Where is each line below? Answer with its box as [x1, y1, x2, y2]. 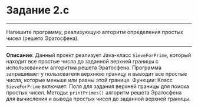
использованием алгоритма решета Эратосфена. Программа [6, 64, 162, 71]
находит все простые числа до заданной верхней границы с [6, 58, 159, 65]
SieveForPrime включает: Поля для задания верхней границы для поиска [6, 83, 190, 90]
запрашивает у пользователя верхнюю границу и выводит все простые [6, 70, 187, 77]
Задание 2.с [6, 4, 70, 17]
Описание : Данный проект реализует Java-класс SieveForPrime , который [6, 51, 192, 59]
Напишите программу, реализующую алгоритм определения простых [6, 28, 184, 35]
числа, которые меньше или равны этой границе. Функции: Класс [6, 76, 173, 83]
